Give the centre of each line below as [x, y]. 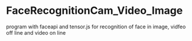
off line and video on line [36, 32]
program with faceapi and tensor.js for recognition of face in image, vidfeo [96, 27]
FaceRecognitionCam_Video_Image [95, 11]
